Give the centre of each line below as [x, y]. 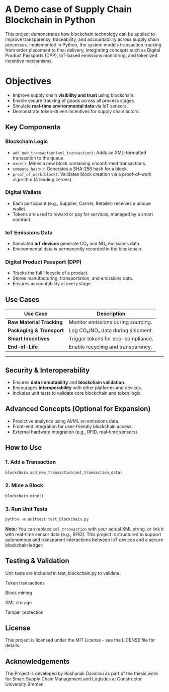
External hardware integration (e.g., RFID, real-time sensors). [75, 432]
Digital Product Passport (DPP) [44, 262]
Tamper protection [24, 612]
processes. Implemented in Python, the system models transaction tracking [83, 44]
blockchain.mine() [24, 496]
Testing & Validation [37, 561]
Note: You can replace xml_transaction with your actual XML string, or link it [84, 529]
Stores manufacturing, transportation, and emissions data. [73, 278]
